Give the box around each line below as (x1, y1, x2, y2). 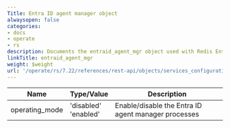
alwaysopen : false (7, 16, 60, 23)
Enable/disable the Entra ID (115, 101, 203, 110)
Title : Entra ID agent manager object (7, 10, 118, 17)
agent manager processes (115, 109, 200, 118)
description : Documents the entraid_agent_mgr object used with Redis (7, 49, 213, 55)
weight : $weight (7, 61, 53, 68)
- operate (7, 36, 36, 42)
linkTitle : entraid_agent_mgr (7, 55, 94, 62)
